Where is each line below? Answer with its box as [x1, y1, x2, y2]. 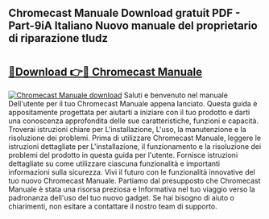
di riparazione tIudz [8, 31, 109, 45]
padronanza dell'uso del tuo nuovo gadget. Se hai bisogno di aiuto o [8, 193, 235, 202]
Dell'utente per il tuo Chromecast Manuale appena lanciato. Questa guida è [8, 99, 258, 108]
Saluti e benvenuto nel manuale [123, 90, 228, 100]
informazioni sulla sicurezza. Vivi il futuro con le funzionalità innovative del [8, 167, 256, 176]
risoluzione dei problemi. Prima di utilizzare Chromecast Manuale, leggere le [8, 133, 262, 143]
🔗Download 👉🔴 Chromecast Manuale [8, 64, 203, 79]
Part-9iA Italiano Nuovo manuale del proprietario [8, 19, 258, 33]
